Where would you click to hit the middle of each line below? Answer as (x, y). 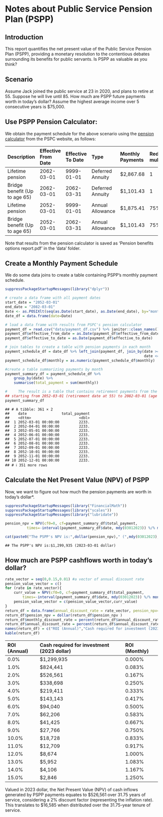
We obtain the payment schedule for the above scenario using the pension (80, 133)
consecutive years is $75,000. (35, 106)
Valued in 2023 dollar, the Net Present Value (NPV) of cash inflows (72, 790)
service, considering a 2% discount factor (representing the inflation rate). (79, 800)
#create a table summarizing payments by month (54, 369)
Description (21, 157)
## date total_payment (48, 413)
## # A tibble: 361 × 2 (29, 409)
